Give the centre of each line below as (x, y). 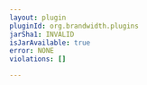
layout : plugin (38, 17)
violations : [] (38, 59)
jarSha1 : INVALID (42, 34)
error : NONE (32, 51)
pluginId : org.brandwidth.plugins (74, 26)
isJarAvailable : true (50, 42)
